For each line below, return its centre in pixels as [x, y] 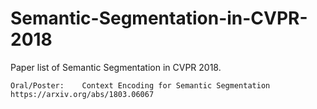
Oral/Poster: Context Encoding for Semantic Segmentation [140, 85]
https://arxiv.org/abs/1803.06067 [82, 94]
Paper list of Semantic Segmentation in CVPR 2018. [116, 67]
